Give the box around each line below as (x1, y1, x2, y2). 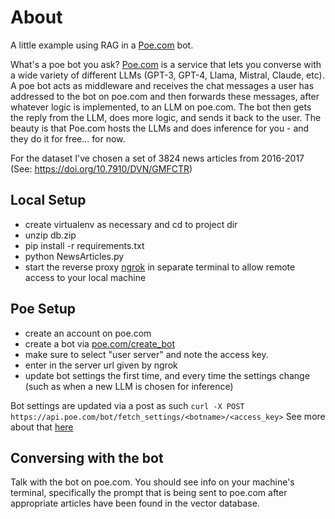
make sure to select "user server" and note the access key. (24, 348, 269, 360)
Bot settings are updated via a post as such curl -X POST (10, 399, 245, 411)
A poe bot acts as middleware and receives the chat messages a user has (10, 79, 315, 91)
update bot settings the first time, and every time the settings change (24, 369, 310, 381)
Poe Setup (10, 301, 77, 318)
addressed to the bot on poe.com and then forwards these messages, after (10, 90, 320, 102)
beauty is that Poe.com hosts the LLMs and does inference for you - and (10, 122, 310, 134)
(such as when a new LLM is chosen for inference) (24, 380, 234, 392)
